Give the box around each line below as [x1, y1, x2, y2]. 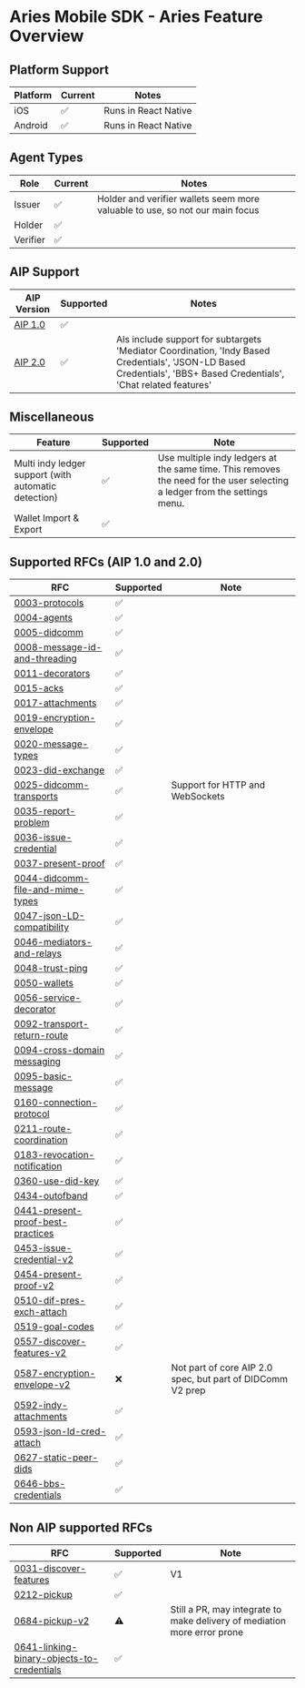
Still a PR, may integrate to [170, 1603, 282, 1616]
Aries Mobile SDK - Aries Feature [9, 6, 263, 27]
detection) [14, 492, 59, 504]
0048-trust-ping [14, 962, 88, 975]
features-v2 [14, 1347, 66, 1359]
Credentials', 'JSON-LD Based [116, 355, 246, 368]
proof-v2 [14, 1279, 54, 1292]
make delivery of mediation [170, 1614, 287, 1627]
